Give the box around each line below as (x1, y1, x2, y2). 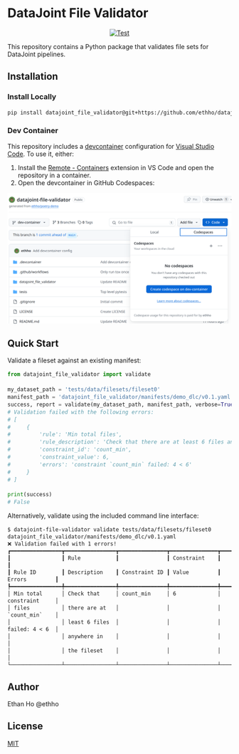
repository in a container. (17, 171, 91, 179)
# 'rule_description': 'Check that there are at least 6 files (7, 439, 224, 446)
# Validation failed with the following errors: (7, 408, 154, 416)
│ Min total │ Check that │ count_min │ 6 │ (7, 590, 221, 597)
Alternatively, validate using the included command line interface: (7, 511, 199, 520)
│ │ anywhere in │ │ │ (7, 633, 221, 640)
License (7, 721, 43, 733)
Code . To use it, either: (7, 150, 75, 158)
